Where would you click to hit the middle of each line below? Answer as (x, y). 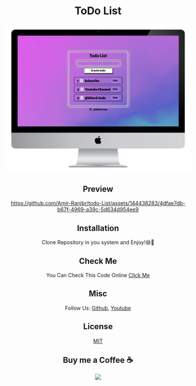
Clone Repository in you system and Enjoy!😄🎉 (98, 242)
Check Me (98, 261)
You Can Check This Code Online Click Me (98, 275)
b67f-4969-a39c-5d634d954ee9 (98, 210)
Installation (98, 228)
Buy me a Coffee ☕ (98, 360)
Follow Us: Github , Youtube (98, 308)
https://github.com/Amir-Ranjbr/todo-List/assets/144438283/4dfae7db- (98, 203)
